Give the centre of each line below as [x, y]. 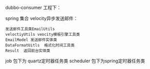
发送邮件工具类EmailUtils [30, 29]
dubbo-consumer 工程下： [33, 7]
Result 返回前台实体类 [28, 51]
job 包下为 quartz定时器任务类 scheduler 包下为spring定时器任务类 [75, 61]
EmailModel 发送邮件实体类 [31, 40]
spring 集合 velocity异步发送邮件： [42, 18]
